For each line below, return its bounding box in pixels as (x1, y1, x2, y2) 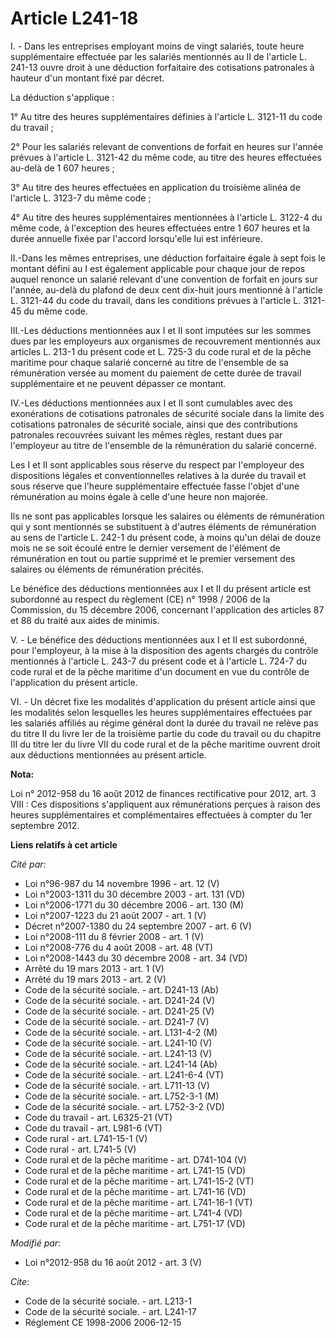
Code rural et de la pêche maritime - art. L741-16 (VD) (24, 1185, 247, 1197)
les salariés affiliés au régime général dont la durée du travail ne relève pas (10, 717, 319, 729)
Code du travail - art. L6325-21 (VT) (24, 1111, 173, 1123)
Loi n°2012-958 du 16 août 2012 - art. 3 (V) (24, 1256, 203, 1268)
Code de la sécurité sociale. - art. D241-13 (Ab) (24, 983, 220, 996)
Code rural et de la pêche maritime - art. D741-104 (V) (24, 1153, 247, 1166)
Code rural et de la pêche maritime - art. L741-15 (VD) (24, 1164, 247, 1176)
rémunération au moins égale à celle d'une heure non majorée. (10, 490, 269, 502)
